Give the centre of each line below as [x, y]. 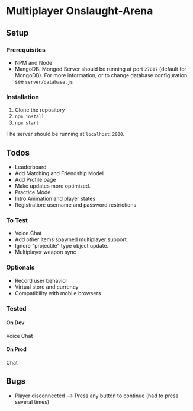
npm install [29, 117]
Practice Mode [33, 192]
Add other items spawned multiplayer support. [71, 239]
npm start [27, 123]
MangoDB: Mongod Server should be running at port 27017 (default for [100, 69]
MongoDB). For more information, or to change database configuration [101, 75]
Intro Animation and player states [55, 198]
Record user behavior [41, 280]
